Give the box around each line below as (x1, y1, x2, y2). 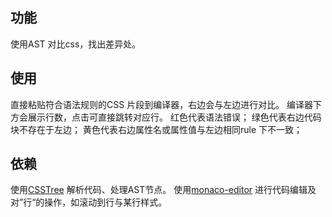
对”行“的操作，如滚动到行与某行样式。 (10, 196, 168, 208)
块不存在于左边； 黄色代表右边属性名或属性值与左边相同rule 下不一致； (10, 123, 303, 135)
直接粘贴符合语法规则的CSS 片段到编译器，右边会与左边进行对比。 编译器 (10, 98, 314, 110)
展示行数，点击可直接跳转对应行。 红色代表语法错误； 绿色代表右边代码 (27, 111, 322, 123)
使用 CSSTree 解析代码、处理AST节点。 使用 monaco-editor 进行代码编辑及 (10, 184, 317, 196)
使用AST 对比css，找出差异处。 (10, 38, 142, 50)
